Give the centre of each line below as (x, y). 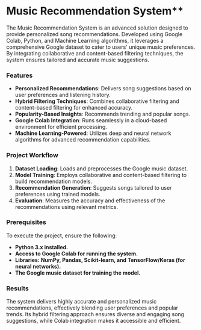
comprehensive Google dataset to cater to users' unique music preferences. (101, 47)
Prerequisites (26, 222)
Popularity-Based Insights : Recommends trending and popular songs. (103, 114)
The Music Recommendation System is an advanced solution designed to (97, 28)
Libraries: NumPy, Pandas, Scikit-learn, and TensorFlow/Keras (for (100, 260)
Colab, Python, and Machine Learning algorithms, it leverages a (85, 40)
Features (20, 75)
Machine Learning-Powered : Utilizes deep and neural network (93, 133)
